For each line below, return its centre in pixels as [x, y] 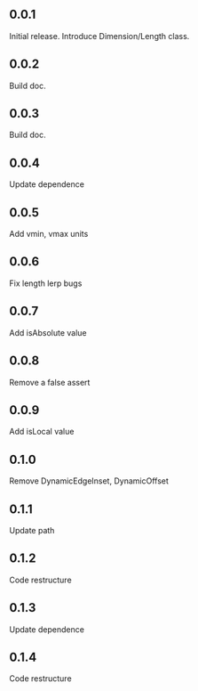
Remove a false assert [50, 382]
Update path [32, 530]
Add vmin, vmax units [49, 234]
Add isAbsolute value [48, 332]
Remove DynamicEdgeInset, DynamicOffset [89, 481]
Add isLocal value [42, 432]
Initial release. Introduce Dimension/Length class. [99, 36]
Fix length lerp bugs [46, 283]
